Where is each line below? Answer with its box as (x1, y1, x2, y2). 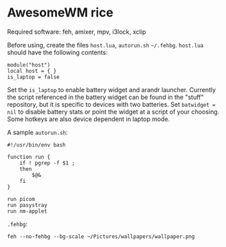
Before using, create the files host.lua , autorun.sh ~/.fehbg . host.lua (7, 41, 204, 49)
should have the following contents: (7, 48, 108, 56)
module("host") (7, 61, 51, 68)
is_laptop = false (7, 74, 60, 80)
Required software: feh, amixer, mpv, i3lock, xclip (7, 28, 146, 36)
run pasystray (7, 202, 48, 208)
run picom (7, 195, 36, 202)
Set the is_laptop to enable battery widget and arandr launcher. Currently (7, 85, 216, 94)
